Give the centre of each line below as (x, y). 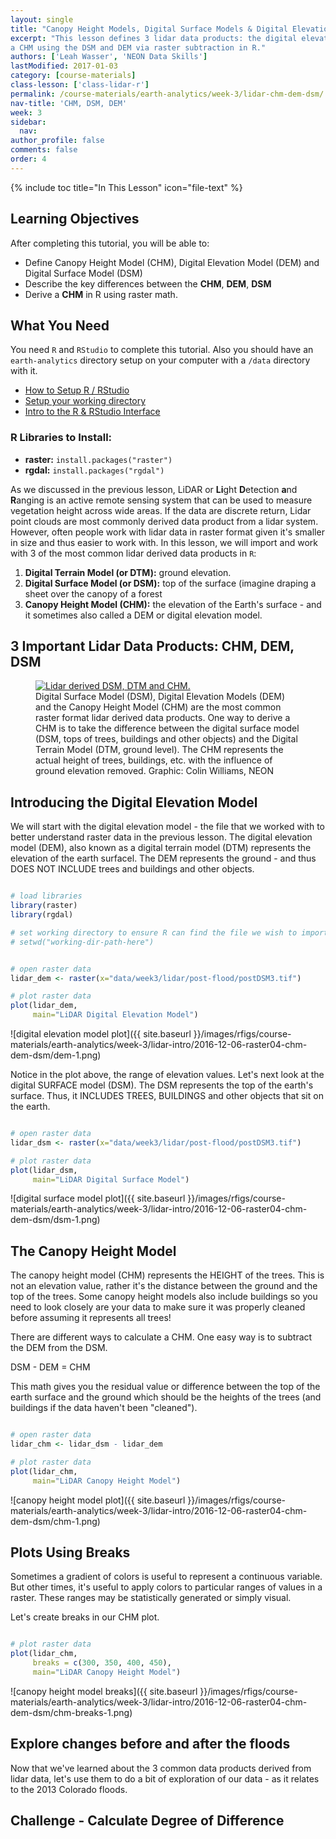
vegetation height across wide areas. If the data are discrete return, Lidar (161, 510)
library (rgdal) (42, 915)
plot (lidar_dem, (44, 1006)
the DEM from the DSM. (59, 1348)
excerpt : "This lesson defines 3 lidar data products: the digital (154, 38)
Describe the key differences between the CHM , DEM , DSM (148, 283)
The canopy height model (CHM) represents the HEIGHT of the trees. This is (167, 1275)
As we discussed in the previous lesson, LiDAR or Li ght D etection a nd (154, 489)
